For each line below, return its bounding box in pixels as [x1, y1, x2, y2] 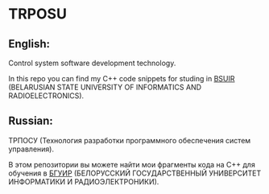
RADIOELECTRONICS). [8, 91, 85, 101]
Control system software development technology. [8, 58, 176, 68]
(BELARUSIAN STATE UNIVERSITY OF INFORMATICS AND [8, 82, 202, 92]
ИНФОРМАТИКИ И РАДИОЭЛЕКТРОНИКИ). [8, 176, 159, 186]
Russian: [8, 114, 54, 128]
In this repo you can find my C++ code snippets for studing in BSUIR [8, 74, 235, 83]
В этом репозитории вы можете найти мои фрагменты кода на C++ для [8, 159, 255, 169]
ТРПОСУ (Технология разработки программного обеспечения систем [8, 135, 251, 145]
